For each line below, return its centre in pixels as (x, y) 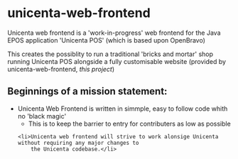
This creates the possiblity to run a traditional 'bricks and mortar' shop (110, 54)
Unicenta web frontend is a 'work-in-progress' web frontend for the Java (114, 33)
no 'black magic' (42, 116)
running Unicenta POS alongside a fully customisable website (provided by (117, 61)
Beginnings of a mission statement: (87, 91)
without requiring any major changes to (78, 143)
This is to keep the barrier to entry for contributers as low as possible (129, 124)
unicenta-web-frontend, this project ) (61, 69)
